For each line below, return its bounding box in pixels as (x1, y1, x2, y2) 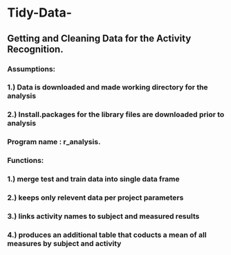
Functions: (7, 156, 44, 166)
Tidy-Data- (7, 5, 73, 21)
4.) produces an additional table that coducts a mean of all (7, 230, 207, 240)
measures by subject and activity (7, 238, 122, 248)
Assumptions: (7, 64, 56, 73)
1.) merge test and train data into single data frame (7, 175, 180, 184)
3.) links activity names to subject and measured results (7, 211, 200, 221)
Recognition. (7, 43, 64, 55)
